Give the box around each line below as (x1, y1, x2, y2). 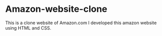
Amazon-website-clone (5, 3, 108, 15)
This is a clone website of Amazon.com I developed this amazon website (5, 20, 157, 26)
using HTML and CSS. (5, 25, 52, 31)
